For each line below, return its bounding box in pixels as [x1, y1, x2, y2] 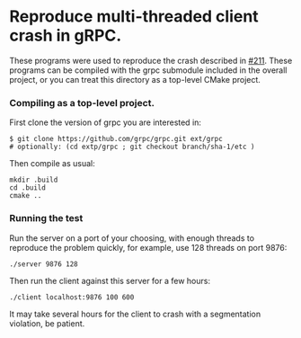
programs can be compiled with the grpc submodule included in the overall [9, 65, 288, 76]
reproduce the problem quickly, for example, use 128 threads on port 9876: [9, 242, 288, 253]
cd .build [9, 183, 47, 192]
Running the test [9, 212, 84, 225]
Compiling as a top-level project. [9, 96, 155, 109]
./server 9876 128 [9, 259, 78, 269]
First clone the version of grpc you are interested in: [9, 117, 202, 128]
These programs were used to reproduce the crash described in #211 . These [9, 55, 293, 66]
